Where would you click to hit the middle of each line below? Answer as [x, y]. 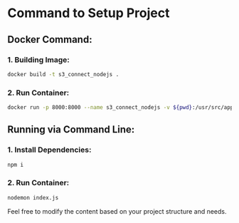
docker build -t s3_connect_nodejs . [63, 74]
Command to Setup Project [89, 13]
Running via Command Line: [71, 130]
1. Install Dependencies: [49, 150]
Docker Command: [50, 40]
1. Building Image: [38, 60]
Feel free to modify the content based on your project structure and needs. [117, 211]
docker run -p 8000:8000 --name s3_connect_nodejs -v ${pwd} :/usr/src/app [121, 108]
